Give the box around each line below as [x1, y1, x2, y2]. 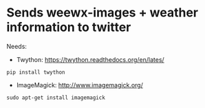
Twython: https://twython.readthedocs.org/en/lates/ [16, 55, 164, 63]
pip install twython [6, 69, 66, 76]
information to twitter [6, 19, 131, 35]
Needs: [6, 42, 27, 50]
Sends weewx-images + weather [6, 5, 199, 21]
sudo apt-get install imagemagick [6, 94, 106, 101]
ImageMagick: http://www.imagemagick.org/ [16, 80, 144, 89]
